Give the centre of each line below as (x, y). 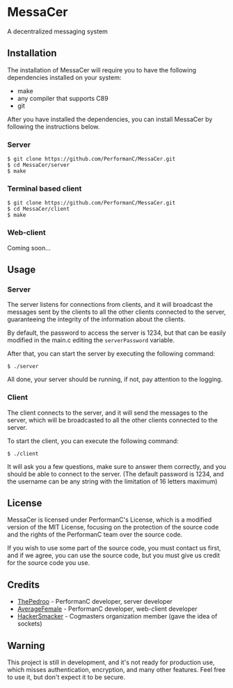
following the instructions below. (54, 127)
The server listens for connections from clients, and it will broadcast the (110, 305)
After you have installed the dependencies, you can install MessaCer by (110, 119)
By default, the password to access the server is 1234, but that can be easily (116, 333)
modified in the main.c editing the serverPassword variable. (91, 340)
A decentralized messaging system (57, 31)
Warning (26, 645)
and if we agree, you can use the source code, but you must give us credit (114, 555)
